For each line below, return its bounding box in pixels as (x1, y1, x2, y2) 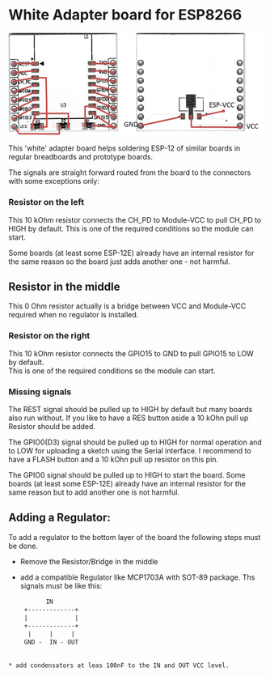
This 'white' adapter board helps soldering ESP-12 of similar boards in (8, 143, 241, 153)
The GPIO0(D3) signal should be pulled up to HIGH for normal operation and (8, 437, 263, 447)
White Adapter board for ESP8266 (8, 6, 243, 24)
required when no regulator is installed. (8, 310, 139, 320)
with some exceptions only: (8, 176, 99, 186)
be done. (8, 541, 39, 551)
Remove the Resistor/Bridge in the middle (19, 556, 158, 566)
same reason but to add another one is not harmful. (8, 487, 180, 497)
